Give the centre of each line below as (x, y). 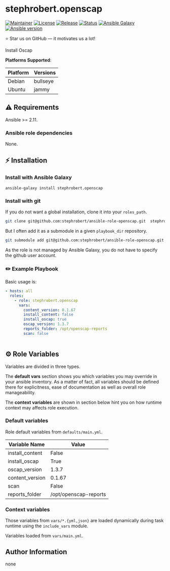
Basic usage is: (21, 282)
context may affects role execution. (42, 407)
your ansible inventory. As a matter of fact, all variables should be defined (82, 382)
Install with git (23, 201)
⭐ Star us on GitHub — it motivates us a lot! (50, 38)
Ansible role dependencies (39, 133)
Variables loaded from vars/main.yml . (44, 536)
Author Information (36, 552)
